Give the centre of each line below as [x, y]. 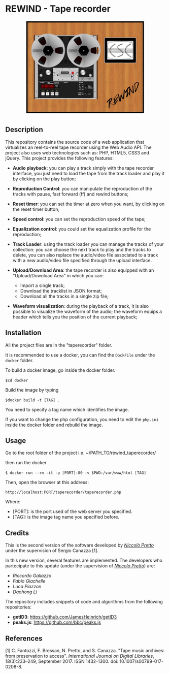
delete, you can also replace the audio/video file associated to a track [85, 255]
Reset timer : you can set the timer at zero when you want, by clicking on [89, 204]
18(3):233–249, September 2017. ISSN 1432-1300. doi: [62, 661]
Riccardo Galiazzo [32, 576]
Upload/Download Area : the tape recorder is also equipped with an [83, 270]
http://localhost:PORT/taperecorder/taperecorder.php [63, 492]
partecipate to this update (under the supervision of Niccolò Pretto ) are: [80, 566]
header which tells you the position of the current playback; [75, 317]
